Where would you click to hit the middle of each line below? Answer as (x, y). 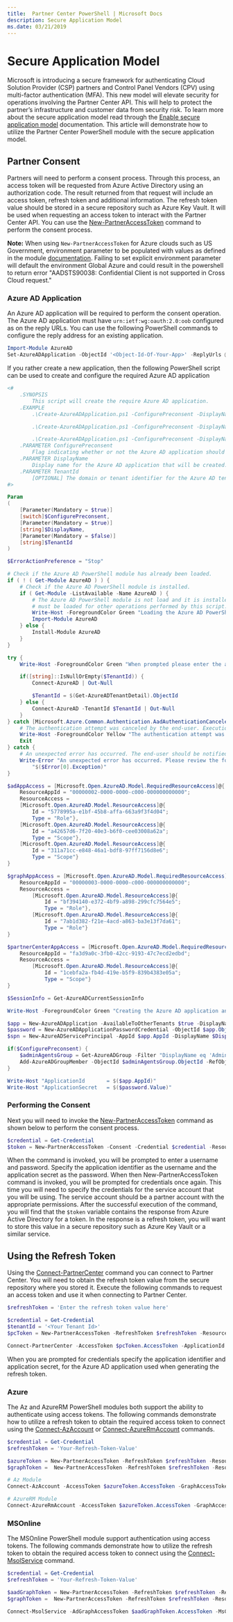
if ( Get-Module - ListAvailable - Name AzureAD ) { (94, 593)
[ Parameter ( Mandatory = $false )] (68, 536)
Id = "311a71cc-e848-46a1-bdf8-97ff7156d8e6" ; (101, 851)
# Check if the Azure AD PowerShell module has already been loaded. (110, 574)
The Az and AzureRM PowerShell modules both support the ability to (105, 1407)
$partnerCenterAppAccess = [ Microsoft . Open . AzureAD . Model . (94, 947)
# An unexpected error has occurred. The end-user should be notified (124, 754)
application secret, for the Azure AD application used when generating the (113, 1366)
